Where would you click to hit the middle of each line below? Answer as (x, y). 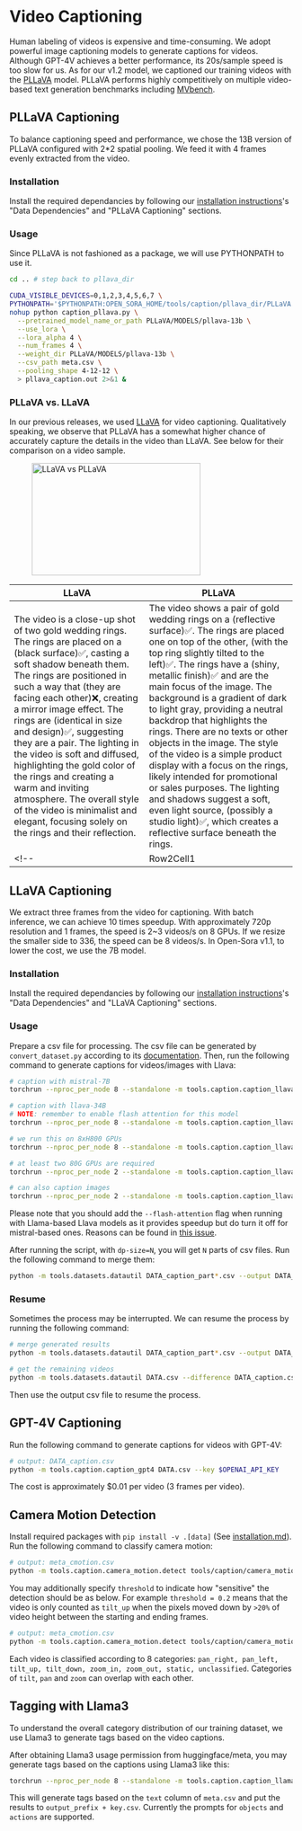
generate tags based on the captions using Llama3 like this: (120, 1764)
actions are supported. (52, 1817)
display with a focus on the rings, (218, 766)
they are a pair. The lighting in (76, 743)
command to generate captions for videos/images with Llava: (123, 1065)
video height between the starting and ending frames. (109, 1616)
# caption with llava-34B (58, 1106)
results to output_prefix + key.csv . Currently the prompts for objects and (147, 1808)
